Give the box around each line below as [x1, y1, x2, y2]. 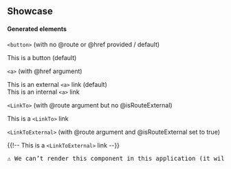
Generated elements [7, 24, 67, 33]
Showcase [7, 6, 54, 17]
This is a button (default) [7, 53, 77, 61]
